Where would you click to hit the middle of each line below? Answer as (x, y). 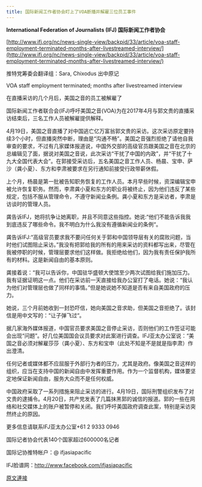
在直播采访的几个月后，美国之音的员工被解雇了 (64, 98)
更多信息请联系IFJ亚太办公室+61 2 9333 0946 (63, 427)
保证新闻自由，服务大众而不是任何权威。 (67, 378)
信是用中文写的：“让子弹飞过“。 (46, 315)
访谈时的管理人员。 (30, 204)
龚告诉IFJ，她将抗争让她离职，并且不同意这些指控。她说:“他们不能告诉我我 (99, 217)
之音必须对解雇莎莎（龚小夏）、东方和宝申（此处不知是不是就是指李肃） (99, 343)
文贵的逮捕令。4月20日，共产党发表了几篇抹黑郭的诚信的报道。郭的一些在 (98, 399)
